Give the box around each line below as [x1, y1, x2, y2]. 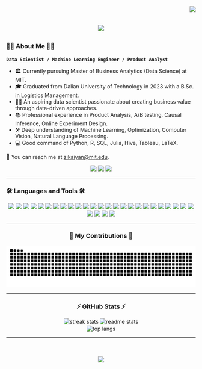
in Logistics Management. [14, 91, 79, 99]
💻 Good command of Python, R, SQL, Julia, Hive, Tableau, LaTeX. [14, 140, 179, 147]
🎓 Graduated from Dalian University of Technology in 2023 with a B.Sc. [14, 83, 194, 90]
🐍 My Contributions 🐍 [69, 231, 133, 240]
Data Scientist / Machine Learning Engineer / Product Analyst [6, 57, 168, 63]
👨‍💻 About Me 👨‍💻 [6, 42, 55, 51]
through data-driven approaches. [14, 105, 98, 112]
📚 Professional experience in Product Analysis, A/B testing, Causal [14, 111, 182, 119]
